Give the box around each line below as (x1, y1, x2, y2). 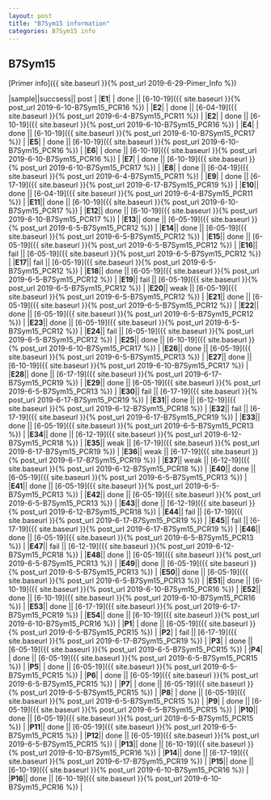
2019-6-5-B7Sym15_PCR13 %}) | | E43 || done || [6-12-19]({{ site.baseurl (8, 499, 248, 509)
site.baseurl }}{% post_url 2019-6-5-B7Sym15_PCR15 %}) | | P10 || (40, 705, 259, 715)
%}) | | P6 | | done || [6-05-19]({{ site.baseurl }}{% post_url (65, 670, 259, 680)
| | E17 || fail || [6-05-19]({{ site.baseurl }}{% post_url (8, 257, 180, 267)
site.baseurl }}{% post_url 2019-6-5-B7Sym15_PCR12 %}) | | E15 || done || (8, 232, 251, 241)
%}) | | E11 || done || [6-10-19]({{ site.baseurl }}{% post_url (8, 198, 200, 207)
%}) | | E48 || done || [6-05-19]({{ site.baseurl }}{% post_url (65, 550, 261, 560)
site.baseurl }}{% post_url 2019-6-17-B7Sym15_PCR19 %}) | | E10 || (39, 180, 259, 190)
